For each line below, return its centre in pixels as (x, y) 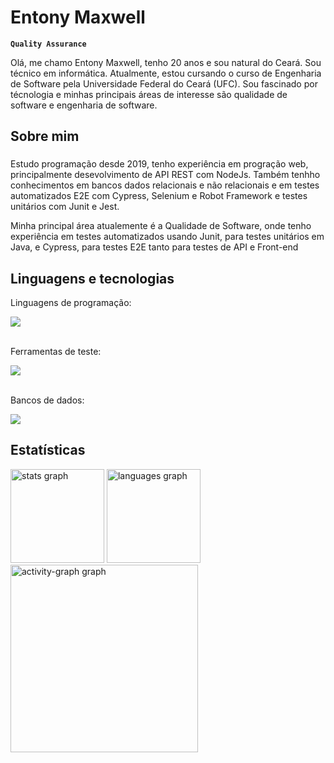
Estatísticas (48, 450)
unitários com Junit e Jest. (65, 207)
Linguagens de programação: (71, 303)
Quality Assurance (48, 44)
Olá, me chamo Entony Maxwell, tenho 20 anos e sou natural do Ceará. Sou (166, 62)
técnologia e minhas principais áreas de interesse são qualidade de (149, 94)
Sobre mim (45, 136)
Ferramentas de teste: (56, 352)
